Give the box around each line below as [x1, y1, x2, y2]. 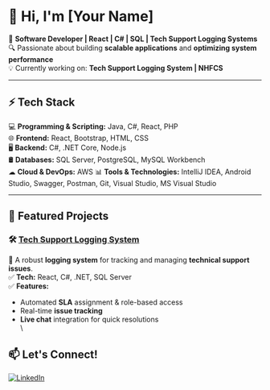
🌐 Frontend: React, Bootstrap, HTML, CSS [8, 133, 149, 143]
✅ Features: [8, 281, 50, 291]
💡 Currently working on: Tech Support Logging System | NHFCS [8, 63, 223, 73]
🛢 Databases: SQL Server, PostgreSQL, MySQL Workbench [8, 155, 206, 164]
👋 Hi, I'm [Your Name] [8, 7, 154, 26]
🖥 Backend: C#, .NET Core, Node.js [8, 143, 127, 152]
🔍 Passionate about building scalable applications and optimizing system [8, 43, 257, 52]
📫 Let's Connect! [8, 347, 98, 361]
